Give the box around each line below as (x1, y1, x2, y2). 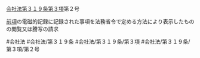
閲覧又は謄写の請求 (11, 26, 59, 32)
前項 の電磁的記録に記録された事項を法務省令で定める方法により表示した (6, 18, 184, 25)
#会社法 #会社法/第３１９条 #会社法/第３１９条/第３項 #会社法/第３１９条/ (6, 38, 190, 45)
